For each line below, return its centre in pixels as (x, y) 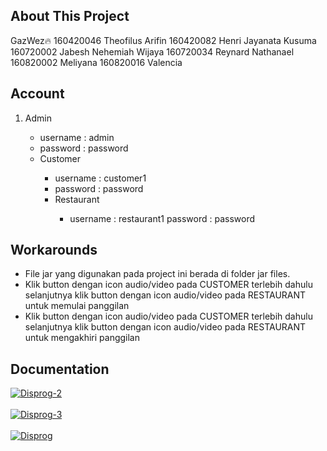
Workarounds (54, 250)
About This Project (70, 16)
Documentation (60, 369)
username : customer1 (100, 178)
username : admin (77, 137)
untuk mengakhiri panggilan (82, 338)
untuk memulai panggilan (77, 306)
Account (37, 94)
